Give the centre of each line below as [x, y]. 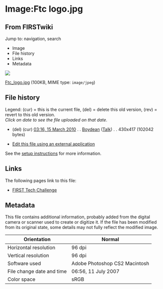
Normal [111, 239]
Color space [21, 279]
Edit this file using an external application [53, 144]
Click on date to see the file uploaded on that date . [56, 120]
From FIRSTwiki [29, 27]
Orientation [37, 239]
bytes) [19, 134]
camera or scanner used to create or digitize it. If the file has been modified [81, 222]
